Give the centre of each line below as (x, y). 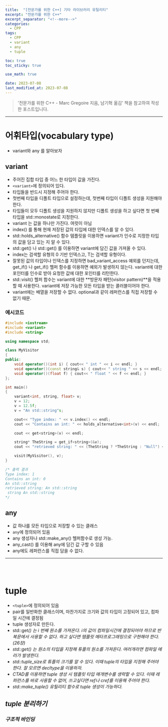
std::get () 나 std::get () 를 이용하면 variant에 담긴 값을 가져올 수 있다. (79, 248)
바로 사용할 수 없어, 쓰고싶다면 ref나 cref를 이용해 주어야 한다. (90, 680)
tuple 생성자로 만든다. (33, 624)
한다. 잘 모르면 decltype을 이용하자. (47, 667)
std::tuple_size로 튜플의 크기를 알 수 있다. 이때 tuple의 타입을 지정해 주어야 (85, 661)
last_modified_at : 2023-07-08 (37, 88)
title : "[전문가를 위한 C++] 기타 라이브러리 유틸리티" (57, 10)
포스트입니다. (35, 109)
